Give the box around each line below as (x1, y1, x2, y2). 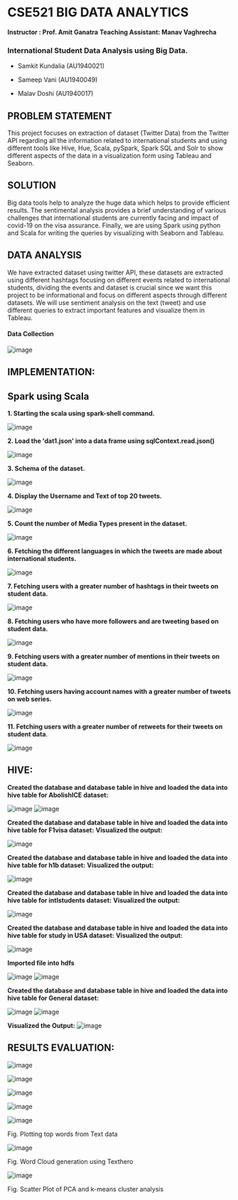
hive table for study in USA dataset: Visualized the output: (7, 931, 183, 939)
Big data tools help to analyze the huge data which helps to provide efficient (7, 198, 230, 207)
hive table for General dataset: (7, 993, 99, 1002)
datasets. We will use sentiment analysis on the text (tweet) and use (7, 298, 207, 306)
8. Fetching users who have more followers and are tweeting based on (7, 617, 219, 626)
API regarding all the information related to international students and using (7, 136, 227, 145)
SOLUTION (7, 179, 57, 192)
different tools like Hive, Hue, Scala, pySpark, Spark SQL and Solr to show (7, 144, 224, 153)
